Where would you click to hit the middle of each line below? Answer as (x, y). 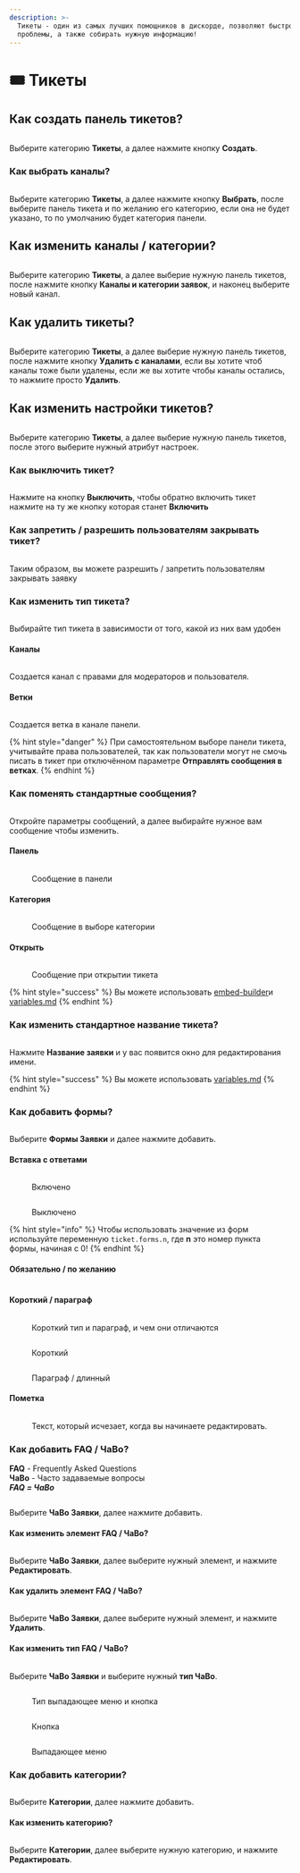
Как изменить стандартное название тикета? (114, 1025)
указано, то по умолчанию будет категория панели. (108, 218)
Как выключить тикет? (62, 470)
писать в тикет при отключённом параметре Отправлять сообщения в (146, 761)
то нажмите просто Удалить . (65, 380)
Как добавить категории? (68, 1775)
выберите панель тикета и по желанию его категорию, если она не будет (150, 208)
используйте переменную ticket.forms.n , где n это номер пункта (135, 1239)
